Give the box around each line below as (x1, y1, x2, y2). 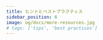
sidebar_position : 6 (6, 14, 58, 20)
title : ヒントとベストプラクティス (6, 8, 83, 15)
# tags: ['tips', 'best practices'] (6, 25, 98, 31)
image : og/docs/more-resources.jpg (6, 19, 95, 25)
